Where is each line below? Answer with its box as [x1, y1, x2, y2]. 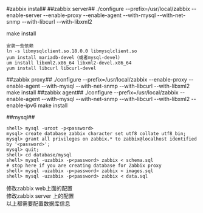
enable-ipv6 [6, 102, 37, 109]
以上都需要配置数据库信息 [6, 200, 71, 207]
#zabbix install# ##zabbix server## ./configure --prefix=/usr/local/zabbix [6, 5, 190, 12]
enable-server [6, 12, 42, 19]
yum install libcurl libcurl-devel [6, 65, 97, 71]
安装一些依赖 [6, 43, 34, 49]
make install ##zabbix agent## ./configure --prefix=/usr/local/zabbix [6, 89, 179, 96]
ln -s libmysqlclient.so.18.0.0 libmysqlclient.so [6, 48, 137, 54]
